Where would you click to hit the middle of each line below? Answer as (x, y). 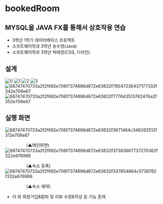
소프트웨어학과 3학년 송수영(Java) (44, 46)
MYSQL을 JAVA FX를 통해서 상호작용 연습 (65, 27)
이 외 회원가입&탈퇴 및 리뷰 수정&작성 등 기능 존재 (59, 196)
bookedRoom (32, 8)
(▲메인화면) (38, 145)
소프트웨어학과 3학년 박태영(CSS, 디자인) (51, 52)
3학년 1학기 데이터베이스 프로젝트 (43, 40)
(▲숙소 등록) (38, 166)
